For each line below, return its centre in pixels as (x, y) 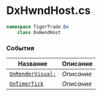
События (20, 48)
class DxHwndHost (39, 32)
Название (33, 63)
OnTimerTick (27, 84)
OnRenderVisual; (33, 74)
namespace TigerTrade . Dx (38, 27)
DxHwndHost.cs (49, 11)
